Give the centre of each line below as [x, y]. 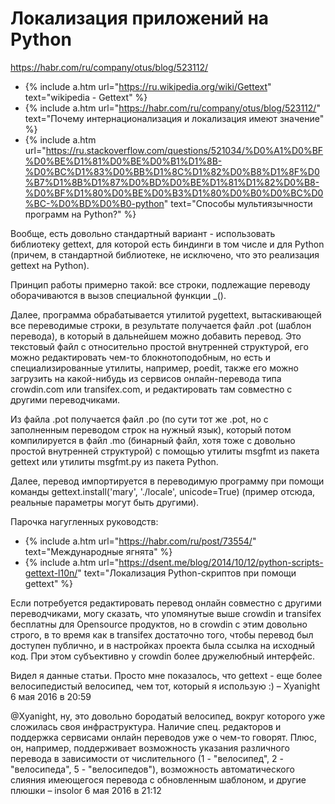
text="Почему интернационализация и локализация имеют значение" [174, 118]
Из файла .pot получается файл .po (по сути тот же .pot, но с [139, 419]
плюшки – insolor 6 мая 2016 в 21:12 [86, 790]
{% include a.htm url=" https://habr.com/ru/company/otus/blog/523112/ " [172, 108]
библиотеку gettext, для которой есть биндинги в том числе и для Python [167, 244]
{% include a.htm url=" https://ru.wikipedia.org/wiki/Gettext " [148, 86]
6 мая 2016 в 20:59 [51, 696]
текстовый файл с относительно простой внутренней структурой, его [159, 346]
